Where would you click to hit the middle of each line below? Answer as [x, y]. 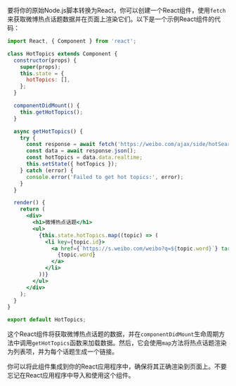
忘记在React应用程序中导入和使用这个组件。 [71, 375]
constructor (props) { [45, 60]
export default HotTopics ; [47, 320]
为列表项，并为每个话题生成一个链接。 [63, 352]
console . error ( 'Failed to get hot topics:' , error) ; [105, 177]
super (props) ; [40, 67]
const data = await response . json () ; [81, 151]
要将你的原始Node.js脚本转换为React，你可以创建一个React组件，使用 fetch [117, 10]
